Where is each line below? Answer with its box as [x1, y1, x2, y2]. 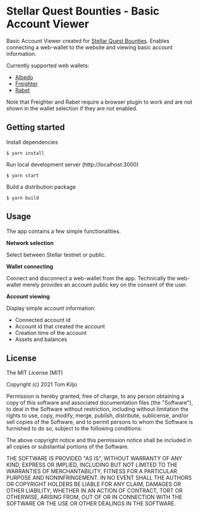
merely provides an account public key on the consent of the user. [22, 281, 188, 288]
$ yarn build [6, 195, 39, 201]
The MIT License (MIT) [6, 369, 64, 377]
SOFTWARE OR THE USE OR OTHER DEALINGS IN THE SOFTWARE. [6, 500, 176, 507]
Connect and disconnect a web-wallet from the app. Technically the [6, 274, 175, 281]
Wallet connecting [6, 263, 53, 270]
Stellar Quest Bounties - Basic [6, 4, 160, 18]
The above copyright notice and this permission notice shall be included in [6, 437, 192, 444]
